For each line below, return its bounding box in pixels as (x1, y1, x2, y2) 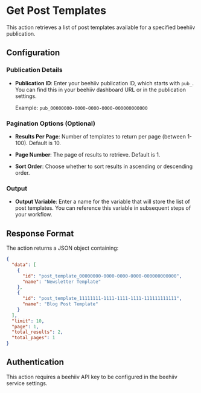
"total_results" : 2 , (11, 329, 63, 336)
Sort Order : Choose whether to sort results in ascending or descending (14, 163, 193, 170)
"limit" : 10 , (11, 318, 45, 324)
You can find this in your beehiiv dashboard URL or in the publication (14, 86, 186, 93)
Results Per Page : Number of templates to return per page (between (14, 132, 186, 140)
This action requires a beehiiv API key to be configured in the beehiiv (6, 373, 177, 380)
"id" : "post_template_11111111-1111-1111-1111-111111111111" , (22, 296, 182, 302)
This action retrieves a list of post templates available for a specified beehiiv (6, 24, 196, 31)
